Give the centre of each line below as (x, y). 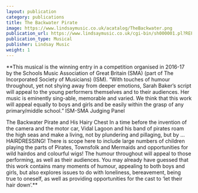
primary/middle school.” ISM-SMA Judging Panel (65, 110)
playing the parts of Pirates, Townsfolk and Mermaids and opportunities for (97, 147)
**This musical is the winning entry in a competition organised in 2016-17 (95, 67)
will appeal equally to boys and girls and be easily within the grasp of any (95, 104)
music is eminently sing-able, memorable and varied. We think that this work (99, 98)
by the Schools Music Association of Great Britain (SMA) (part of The (90, 73)
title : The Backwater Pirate (42, 22)
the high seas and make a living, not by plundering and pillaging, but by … (95, 135)
